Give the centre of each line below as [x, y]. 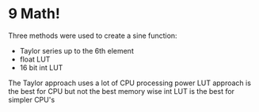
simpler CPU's [32, 99]
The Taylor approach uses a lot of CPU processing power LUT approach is [130, 83]
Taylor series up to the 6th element [77, 50]
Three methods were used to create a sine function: [93, 35]
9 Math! [34, 14]
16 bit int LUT [41, 67]
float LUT [35, 59]
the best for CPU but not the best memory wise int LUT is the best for [122, 91]
